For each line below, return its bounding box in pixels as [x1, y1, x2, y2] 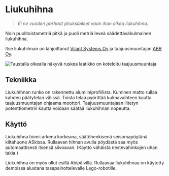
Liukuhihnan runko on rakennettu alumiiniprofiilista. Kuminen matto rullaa [5, 89, 157, 95]
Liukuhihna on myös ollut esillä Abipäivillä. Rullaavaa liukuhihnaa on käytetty [5, 159, 164, 166]
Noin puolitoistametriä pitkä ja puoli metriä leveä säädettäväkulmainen [5, 30, 152, 36]
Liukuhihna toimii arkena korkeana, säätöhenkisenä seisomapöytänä [5, 133, 148, 139]
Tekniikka [5, 75, 37, 84]
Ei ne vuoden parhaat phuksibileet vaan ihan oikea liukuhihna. [17, 20, 149, 26]
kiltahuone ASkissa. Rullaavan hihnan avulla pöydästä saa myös [5, 139, 139, 145]
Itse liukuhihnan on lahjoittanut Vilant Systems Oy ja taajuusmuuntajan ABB [5, 45, 162, 51]
